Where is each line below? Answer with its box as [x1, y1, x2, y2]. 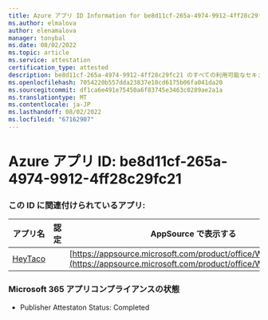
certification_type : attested [8, 64, 109, 72]
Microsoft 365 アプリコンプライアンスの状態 [8, 284, 180, 295]
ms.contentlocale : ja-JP [8, 101, 91, 109]
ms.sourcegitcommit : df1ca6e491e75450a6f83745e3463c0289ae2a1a [8, 85, 223, 94]
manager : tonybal [8, 34, 66, 42]
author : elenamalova [8, 26, 77, 34]
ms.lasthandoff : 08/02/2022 [8, 109, 102, 117]
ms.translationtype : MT [8, 93, 88, 101]
